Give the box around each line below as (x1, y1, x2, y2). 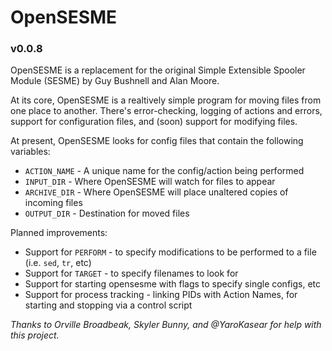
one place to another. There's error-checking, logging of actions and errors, (10, 105, 323, 117)
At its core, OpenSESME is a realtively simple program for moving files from (10, 94, 322, 106)
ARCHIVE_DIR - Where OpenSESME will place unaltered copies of (24, 186, 289, 198)
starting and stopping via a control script (24, 299, 193, 311)
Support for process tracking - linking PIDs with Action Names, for (24, 289, 298, 301)
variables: (10, 146, 51, 158)
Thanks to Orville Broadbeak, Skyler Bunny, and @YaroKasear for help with (10, 319, 322, 331)
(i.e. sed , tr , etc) (24, 257, 92, 269)
